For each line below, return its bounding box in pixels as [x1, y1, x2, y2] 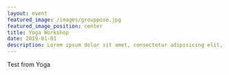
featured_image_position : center [7, 22, 103, 29]
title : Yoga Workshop [7, 29, 69, 36]
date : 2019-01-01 [7, 35, 57, 42]
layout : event [7, 10, 48, 17]
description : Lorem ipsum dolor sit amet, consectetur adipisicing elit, [7, 42, 223, 48]
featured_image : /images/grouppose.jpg [7, 16, 122, 23]
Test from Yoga [7, 61, 51, 68]
